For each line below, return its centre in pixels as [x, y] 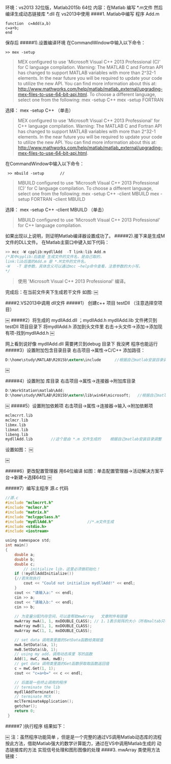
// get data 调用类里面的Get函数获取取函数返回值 [62, 664]
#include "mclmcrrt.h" [29, 503]
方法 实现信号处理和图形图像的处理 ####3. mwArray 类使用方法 [94, 750]
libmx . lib [16, 425]
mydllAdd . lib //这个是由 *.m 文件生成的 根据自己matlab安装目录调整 [83, 439]
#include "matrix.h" [27, 512]
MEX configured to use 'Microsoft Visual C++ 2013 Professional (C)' [89, 62]
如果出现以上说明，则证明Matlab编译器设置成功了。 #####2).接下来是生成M [85, 236]
